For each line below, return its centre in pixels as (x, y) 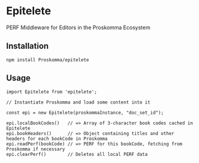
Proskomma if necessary (36, 149)
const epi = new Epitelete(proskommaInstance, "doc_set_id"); (85, 112)
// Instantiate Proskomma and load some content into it (78, 102)
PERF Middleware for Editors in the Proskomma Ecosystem (78, 27)
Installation (27, 46)
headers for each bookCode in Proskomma (57, 139)
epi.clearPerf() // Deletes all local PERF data (77, 154)
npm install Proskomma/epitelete (48, 60)
